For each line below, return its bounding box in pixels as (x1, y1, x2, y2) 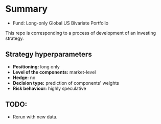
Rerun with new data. (12, 113, 58, 120)
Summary (5, 3, 48, 15)
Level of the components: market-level (12, 69, 96, 75)
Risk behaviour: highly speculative (12, 85, 86, 91)
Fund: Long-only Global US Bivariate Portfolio (12, 20, 109, 26)
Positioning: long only (12, 63, 60, 69)
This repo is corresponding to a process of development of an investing (5, 30, 156, 36)
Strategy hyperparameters (5, 50, 92, 59)
